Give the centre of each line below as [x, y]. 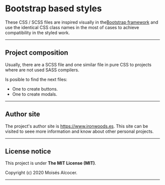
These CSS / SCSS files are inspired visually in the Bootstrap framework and [82, 22]
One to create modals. [35, 94]
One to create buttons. [35, 89]
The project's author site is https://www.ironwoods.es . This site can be [77, 126]
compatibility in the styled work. [38, 32]
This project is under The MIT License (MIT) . [51, 163]
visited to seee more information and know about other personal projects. [79, 131]
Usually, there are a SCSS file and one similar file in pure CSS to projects [78, 64]
